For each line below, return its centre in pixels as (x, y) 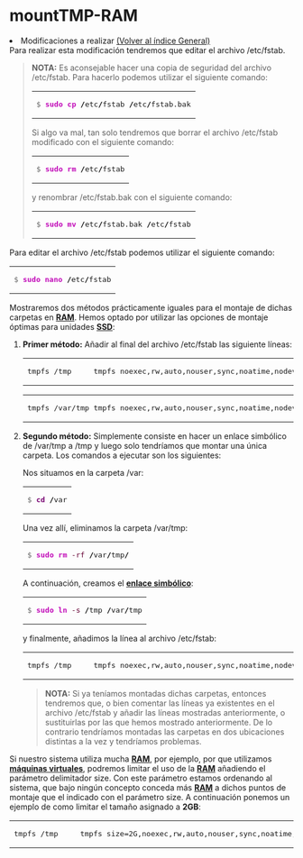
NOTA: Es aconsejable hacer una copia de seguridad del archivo (151, 68)
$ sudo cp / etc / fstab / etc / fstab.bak (113, 104)
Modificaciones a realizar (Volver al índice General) (116, 41)
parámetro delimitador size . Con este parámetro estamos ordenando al (141, 778)
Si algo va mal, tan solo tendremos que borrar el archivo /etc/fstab (154, 132)
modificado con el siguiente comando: (102, 141)
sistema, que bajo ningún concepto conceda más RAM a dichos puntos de (148, 787)
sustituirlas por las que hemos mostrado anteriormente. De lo (159, 722)
